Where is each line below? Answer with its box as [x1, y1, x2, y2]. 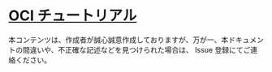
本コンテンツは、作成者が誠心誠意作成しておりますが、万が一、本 [8, 35, 229, 44]
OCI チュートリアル [8, 6, 137, 25]
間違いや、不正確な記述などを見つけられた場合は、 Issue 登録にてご [22, 44, 251, 54]
